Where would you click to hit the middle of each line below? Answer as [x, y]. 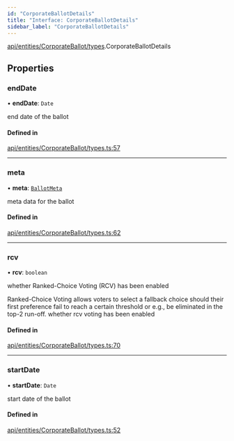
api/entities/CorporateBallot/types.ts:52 [64, 430]
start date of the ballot [39, 399]
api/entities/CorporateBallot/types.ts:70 [64, 346]
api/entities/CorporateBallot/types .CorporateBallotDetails [89, 47]
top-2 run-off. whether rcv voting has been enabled [81, 314]
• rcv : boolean [27, 273]
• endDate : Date [30, 103]
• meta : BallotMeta [35, 188]
